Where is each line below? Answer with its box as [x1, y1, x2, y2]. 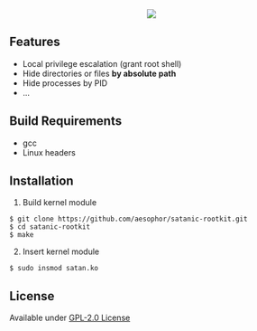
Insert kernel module [22, 246, 100, 257]
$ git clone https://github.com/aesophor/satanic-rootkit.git [9, 214, 248, 224]
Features [9, 34, 60, 50]
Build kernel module [22, 197, 97, 208]
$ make [9, 231, 34, 240]
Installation [9, 174, 74, 189]
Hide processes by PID [22, 77, 108, 89]
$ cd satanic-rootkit [9, 222, 91, 232]
